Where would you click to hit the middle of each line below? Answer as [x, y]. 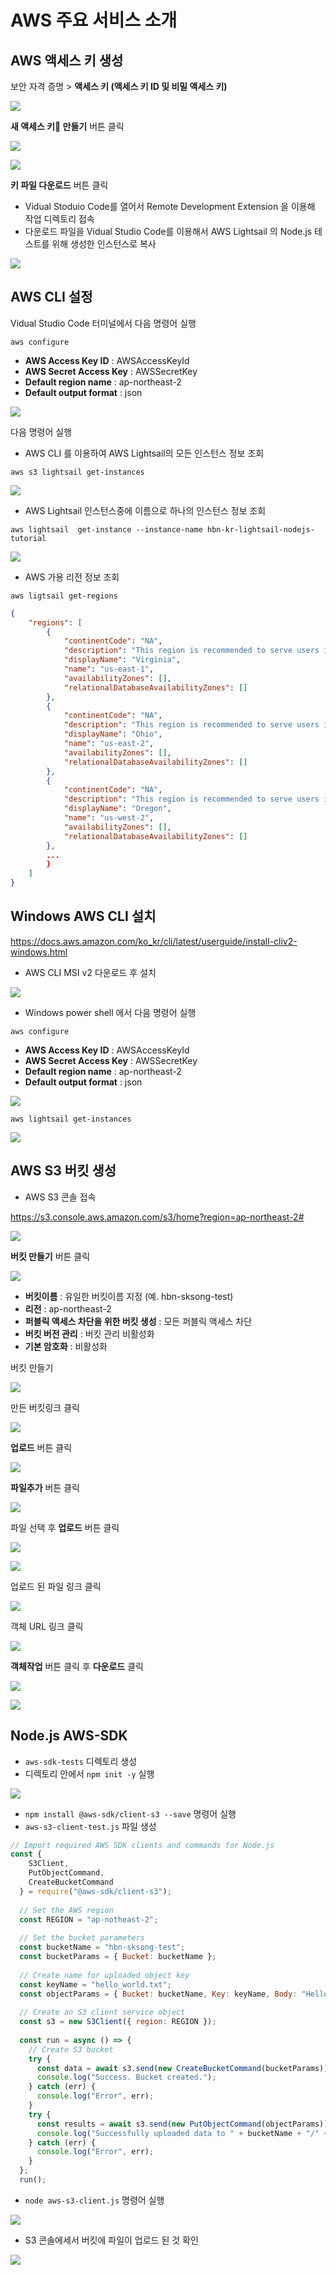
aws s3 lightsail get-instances [77, 472]
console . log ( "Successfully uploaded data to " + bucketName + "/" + [182, 2133]
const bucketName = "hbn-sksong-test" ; [102, 1947]
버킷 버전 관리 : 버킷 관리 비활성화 [89, 1333]
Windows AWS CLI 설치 [83, 916]
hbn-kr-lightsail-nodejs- [260, 529]
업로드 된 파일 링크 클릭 [56, 1586]
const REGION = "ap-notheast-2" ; [89, 1919]
